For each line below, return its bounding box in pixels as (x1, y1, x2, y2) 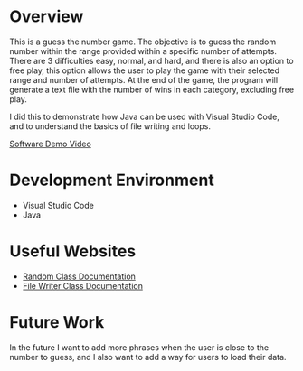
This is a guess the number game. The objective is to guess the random (9, 36, 277, 47)
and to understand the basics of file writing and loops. (9, 120, 211, 132)
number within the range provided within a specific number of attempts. (9, 45, 278, 56)
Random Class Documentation (22, 271, 136, 282)
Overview (9, 6, 84, 27)
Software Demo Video (9, 138, 92, 149)
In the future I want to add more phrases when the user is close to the (9, 341, 270, 353)
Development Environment (9, 170, 214, 190)
